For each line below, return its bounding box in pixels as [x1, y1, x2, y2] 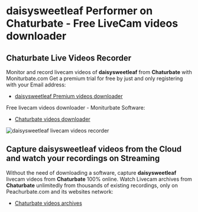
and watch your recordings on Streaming [6, 153, 160, 163]
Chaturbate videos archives [14, 200, 83, 207]
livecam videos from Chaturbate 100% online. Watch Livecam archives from [6, 175, 192, 182]
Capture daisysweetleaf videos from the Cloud [6, 144, 182, 155]
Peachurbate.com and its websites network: [6, 188, 113, 195]
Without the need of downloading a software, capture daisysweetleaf [6, 169, 177, 176]
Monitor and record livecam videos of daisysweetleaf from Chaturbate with [6, 69, 192, 75]
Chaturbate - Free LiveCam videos [6, 17, 178, 30]
